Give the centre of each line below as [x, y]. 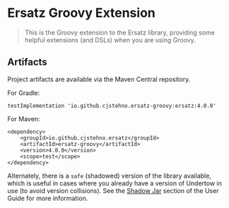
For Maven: [24, 118]
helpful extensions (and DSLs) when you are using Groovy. [110, 39]
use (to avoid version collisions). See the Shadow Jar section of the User [113, 190]
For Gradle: [24, 92]
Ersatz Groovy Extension [81, 13]
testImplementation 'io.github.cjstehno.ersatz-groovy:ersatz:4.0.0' [112, 106]
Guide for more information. [48, 198]
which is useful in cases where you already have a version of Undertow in [115, 183]
